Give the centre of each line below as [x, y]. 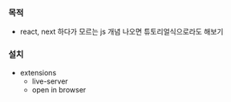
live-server [50, 81]
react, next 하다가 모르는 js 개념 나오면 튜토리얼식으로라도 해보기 [122, 32]
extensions [38, 72]
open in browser [59, 89]
